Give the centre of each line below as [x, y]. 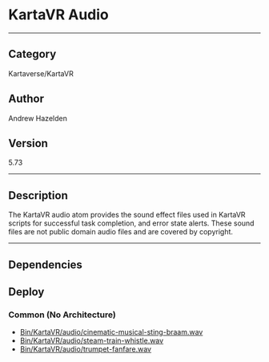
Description [38, 195]
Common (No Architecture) [62, 315]
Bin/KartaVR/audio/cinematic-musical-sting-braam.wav [111, 332]
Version [28, 143]
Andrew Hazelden [38, 118]
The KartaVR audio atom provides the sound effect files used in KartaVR [127, 215]
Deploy [26, 292]
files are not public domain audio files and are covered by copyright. [121, 232]
